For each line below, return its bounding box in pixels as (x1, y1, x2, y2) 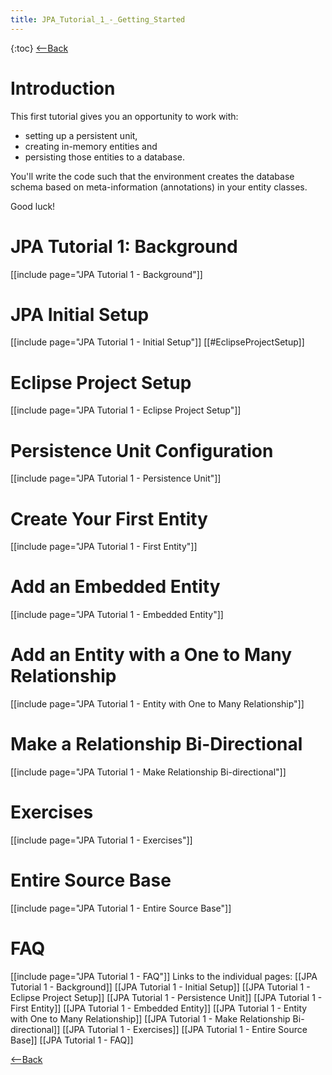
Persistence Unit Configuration (10, 439, 274, 462)
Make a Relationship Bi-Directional (10, 733, 303, 756)
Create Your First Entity (10, 507, 208, 530)
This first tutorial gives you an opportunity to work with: (10, 110, 239, 122)
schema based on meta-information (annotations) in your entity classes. (10, 181, 308, 193)
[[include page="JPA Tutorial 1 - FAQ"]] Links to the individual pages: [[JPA (10, 970, 318, 982)
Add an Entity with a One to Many (10, 644, 293, 666)
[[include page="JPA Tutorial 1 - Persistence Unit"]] (10, 472, 222, 485)
